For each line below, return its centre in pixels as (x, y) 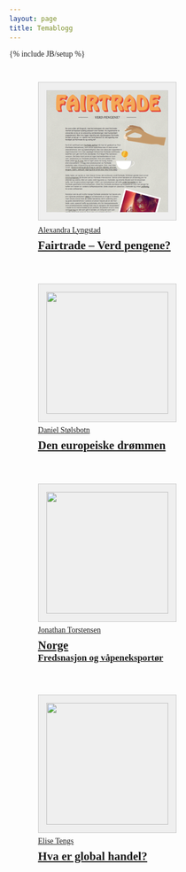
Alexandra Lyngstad (69, 230)
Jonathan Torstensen (70, 630)
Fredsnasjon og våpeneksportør (101, 658)
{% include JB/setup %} (47, 54)
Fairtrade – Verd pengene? (104, 245)
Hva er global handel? (93, 856)
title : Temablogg (41, 28)
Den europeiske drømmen (102, 445)
